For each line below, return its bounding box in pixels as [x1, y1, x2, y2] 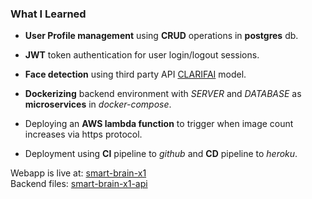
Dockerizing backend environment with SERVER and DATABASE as [24, 88, 302, 100]
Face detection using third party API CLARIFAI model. [24, 68, 247, 81]
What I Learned [10, 7, 87, 21]
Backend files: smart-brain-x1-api [10, 178, 148, 190]
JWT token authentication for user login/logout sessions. [24, 49, 260, 61]
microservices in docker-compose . [24, 98, 172, 111]
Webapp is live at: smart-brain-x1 [10, 167, 147, 179]
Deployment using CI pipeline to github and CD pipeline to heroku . [24, 148, 298, 160]
